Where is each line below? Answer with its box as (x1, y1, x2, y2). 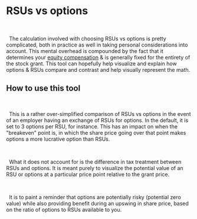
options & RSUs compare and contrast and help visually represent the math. (6, 66, 191, 73)
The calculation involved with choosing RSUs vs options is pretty (8, 35, 166, 42)
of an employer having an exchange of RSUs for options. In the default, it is (6, 117, 189, 124)
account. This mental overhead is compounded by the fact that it (6, 47, 163, 54)
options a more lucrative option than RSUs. (6, 135, 110, 142)
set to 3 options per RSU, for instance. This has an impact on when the (6, 122, 178, 130)
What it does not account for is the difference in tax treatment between (8, 158, 182, 165)
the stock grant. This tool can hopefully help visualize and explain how (6, 60, 177, 67)
